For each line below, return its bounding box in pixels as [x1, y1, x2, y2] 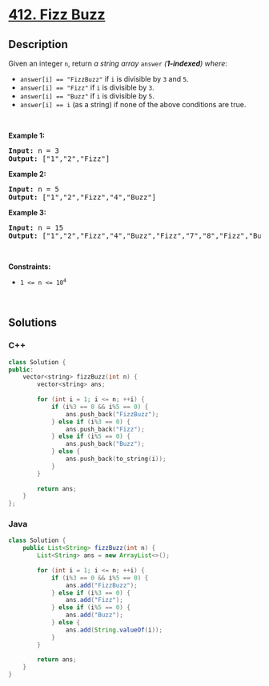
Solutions [8, 316, 58, 330]
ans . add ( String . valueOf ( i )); [65, 626, 163, 634]
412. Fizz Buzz [8, 6, 106, 24]
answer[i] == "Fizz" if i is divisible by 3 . [19, 82, 155, 92]
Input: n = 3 [8, 146, 60, 155]
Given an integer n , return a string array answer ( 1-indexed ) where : [8, 58, 228, 68]
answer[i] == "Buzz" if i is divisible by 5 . [19, 91, 155, 101]
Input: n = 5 [8, 185, 60, 194]
